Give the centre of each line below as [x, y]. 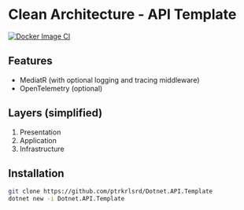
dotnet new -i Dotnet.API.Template [67, 199]
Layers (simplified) [55, 113]
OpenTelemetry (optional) [61, 88]
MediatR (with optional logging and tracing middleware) [109, 79]
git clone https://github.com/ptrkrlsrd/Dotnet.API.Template [111, 192]
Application [38, 140]
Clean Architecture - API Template [122, 15]
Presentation [40, 132]
